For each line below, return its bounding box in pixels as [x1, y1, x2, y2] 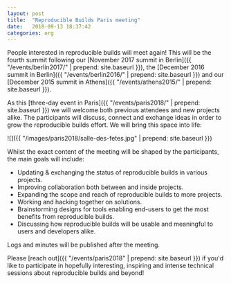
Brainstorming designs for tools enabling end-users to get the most [17, 205, 209, 213]
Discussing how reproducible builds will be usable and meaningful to [17, 220, 213, 229]
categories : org [7, 29, 54, 37]
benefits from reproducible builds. [17, 213, 115, 221]
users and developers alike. [17, 227, 96, 236]
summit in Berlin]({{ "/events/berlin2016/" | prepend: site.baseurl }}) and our [7, 71, 224, 79]
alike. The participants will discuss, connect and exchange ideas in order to [7, 114, 222, 122]
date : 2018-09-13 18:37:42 [7, 23, 91, 30]
